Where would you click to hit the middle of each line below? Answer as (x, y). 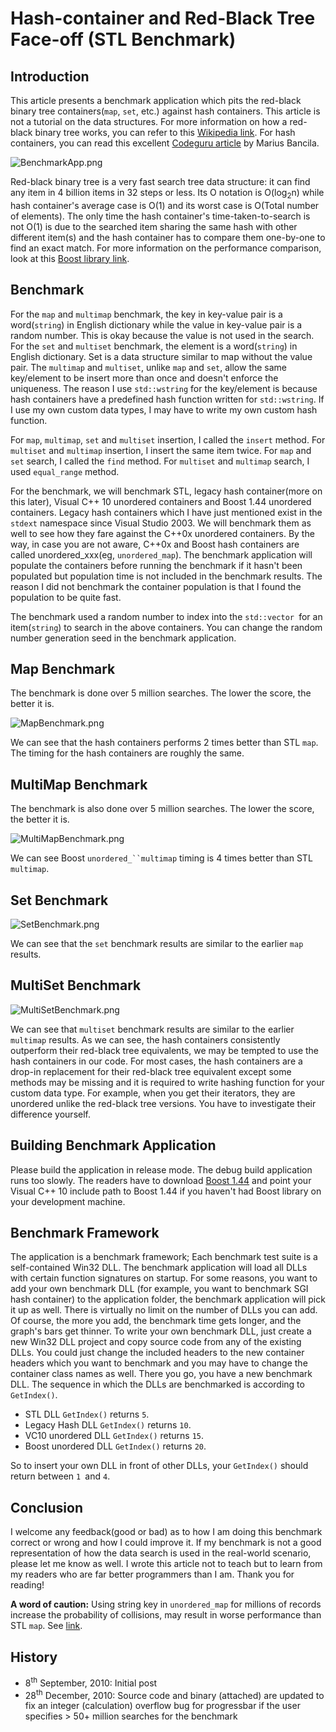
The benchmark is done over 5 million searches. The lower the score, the (161, 693)
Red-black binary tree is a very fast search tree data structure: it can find (160, 181)
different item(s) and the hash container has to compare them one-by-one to (168, 237)
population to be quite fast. (66, 597)
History (34, 1657)
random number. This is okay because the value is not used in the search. (162, 335)
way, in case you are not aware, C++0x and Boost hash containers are (155, 544)
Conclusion (47, 1507)
